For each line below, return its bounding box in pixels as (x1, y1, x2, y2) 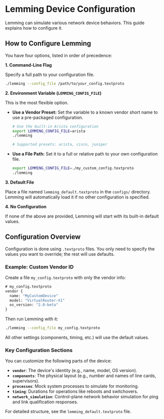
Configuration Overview (5, 233, 81, 241)
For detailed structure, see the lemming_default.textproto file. (5, 409, 131, 415)
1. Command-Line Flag (5, 62, 52, 68)
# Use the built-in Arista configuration (12, 124, 98, 129)
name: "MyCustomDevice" (9, 293, 58, 298)
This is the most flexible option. (5, 100, 69, 106)
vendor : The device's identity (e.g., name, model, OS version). (12, 368, 137, 374)
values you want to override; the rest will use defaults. (5, 251, 115, 257)
